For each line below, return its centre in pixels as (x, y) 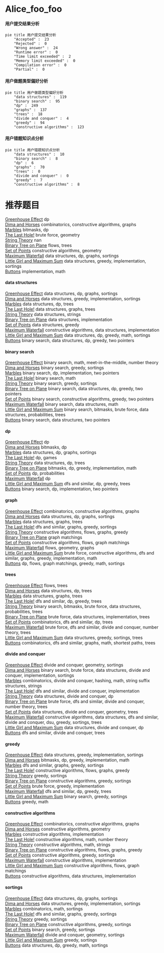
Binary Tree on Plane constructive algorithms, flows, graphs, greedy (74, 850)
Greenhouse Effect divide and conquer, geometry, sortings (64, 665)
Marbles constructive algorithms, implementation (55, 834)
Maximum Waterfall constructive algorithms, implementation (66, 860)
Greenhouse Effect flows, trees (36, 585)
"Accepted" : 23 (32, 40)
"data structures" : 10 (39, 154)
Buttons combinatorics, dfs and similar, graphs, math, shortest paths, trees (80, 643)
